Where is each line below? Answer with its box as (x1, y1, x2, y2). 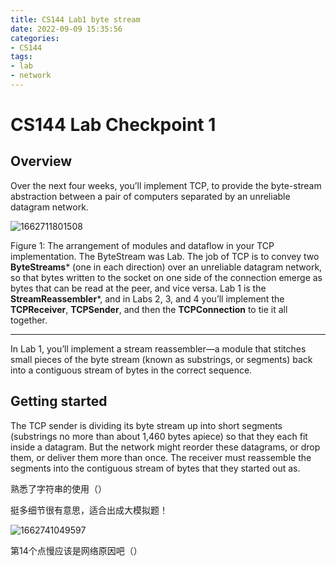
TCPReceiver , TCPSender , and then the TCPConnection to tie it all (10, 303, 288, 315)
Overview (10, 153, 73, 170)
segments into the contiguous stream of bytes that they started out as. (10, 462, 301, 474)
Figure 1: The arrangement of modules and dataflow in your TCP (10, 239, 275, 251)
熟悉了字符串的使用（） (10, 482, 107, 495)
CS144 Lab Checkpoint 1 (10, 114, 217, 136)
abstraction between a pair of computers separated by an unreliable (10, 190, 291, 202)
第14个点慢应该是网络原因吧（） (10, 544, 143, 556)
